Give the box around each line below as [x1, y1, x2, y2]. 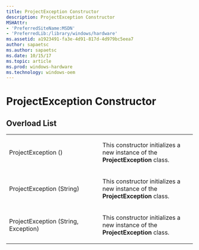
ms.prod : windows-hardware [6, 63, 73, 70]
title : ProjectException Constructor [6, 8, 99, 15]
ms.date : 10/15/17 [6, 53, 52, 59]
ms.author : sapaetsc [6, 47, 57, 53]
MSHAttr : [6, 20, 28, 25]
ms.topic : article [6, 58, 52, 64]
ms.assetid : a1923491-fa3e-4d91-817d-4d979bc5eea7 [6, 36, 134, 42]
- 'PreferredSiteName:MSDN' [6, 25, 76, 31]
